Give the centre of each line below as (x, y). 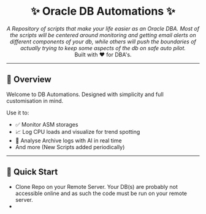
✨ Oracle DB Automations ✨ (103, 11)
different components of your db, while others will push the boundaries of (103, 42)
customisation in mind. (35, 101)
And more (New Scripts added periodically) (70, 147)
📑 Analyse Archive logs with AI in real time (68, 140)
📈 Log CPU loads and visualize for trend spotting (78, 131)
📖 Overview (29, 80)
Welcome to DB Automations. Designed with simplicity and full (85, 94)
